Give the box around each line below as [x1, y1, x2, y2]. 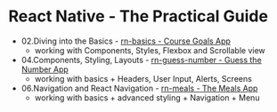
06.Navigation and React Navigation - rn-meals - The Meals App [20, 83, 258, 93]
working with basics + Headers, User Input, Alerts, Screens [34, 73, 253, 84]
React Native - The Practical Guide [8, 6, 269, 27]
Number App [20, 64, 69, 75]
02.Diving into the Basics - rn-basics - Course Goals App [20, 36, 231, 46]
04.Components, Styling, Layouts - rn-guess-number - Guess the [20, 54, 262, 65]
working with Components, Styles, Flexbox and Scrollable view [34, 44, 266, 55]
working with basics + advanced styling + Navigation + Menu [34, 92, 260, 103]
